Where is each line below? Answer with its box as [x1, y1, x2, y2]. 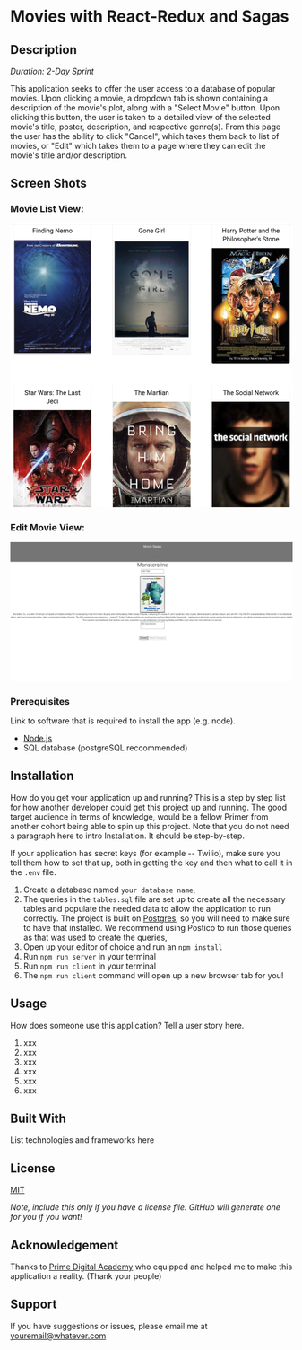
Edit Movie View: [10, 521, 85, 533]
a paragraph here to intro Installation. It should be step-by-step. [10, 830, 246, 841]
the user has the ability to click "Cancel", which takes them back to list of [10, 131, 280, 141]
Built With [10, 1110, 66, 1126]
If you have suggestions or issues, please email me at [10, 1320, 209, 1331]
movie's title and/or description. [10, 150, 128, 161]
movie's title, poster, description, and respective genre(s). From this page [10, 121, 281, 132]
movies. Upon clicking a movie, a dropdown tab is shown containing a [10, 92, 268, 103]
